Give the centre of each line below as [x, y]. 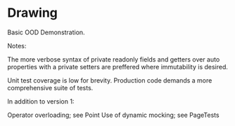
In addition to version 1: [41, 101]
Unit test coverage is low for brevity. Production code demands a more [110, 80]
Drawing [33, 13]
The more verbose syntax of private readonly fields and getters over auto [114, 59]
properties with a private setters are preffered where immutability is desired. [118, 66]
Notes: [17, 45]
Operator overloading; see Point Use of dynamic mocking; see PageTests [113, 115]
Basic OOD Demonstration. [46, 32]
